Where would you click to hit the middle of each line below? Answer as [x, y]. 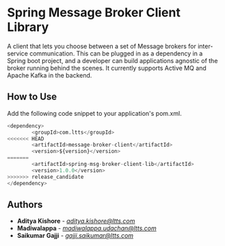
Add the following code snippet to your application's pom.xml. [95, 113]
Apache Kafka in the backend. [50, 75]
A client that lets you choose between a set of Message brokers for [102, 46]
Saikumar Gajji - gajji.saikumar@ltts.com [75, 236]
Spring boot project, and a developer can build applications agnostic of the [112, 60]
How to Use [32, 97]
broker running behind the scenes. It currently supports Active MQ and [107, 68]
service [18, 53]
